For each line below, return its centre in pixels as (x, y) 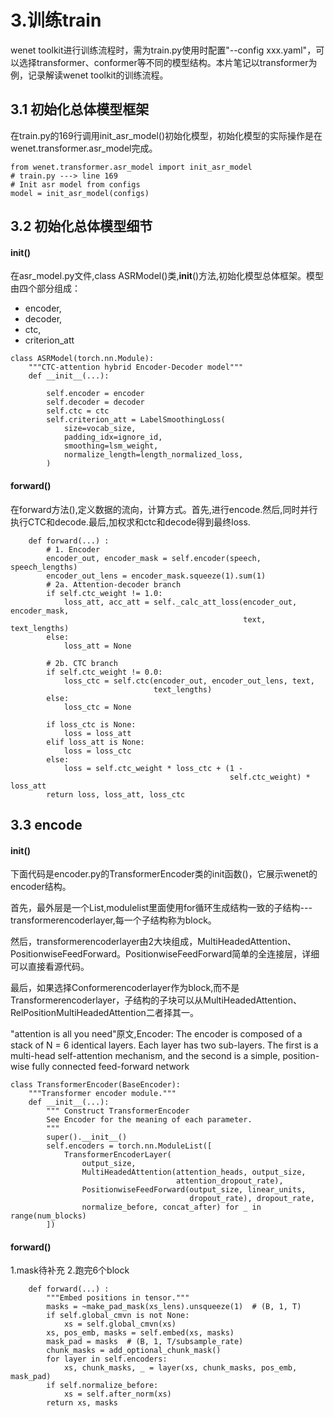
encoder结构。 (41, 887)
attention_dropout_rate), (229, 1181)
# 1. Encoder (73, 549)
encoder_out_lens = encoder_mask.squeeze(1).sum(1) (156, 576)
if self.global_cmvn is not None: (118, 1316)
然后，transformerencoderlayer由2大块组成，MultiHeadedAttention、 (153, 942)
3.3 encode (46, 824)
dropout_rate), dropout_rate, (252, 1199)
